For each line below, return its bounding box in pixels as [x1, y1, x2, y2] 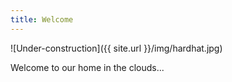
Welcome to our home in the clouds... [10, 61, 165, 73]
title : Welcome [10, 14, 74, 25]
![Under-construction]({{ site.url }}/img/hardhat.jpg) [10, 42, 223, 54]
